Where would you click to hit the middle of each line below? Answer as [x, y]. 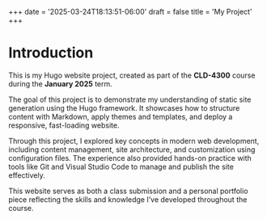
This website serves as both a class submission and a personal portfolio [128, 191]
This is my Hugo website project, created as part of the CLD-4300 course [132, 75]
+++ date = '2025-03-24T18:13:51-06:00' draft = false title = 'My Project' [130, 12]
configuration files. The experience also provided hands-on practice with [130, 158]
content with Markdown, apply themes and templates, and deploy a [121, 116]
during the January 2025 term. [61, 83]
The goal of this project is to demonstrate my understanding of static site [130, 99]
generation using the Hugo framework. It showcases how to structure [124, 107]
